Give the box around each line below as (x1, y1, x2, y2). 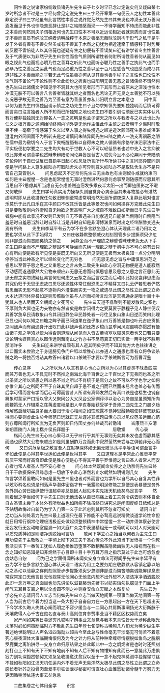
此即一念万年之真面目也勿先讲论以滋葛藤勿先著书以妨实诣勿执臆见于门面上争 (5, 580, 160, 586)
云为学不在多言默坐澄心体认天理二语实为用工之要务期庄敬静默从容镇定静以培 (5, 562, 160, 567)
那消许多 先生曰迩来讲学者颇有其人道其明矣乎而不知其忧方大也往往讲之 (5, 342, 157, 348)
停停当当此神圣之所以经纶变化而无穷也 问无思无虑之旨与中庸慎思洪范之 (5, 256, 157, 262)
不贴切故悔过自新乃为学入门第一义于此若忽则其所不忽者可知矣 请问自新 (5, 506, 157, 512)
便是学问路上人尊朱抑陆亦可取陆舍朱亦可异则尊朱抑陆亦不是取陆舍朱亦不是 (5, 164, 156, 170)
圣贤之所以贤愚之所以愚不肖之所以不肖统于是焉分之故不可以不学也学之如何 (9, 377, 160, 383)
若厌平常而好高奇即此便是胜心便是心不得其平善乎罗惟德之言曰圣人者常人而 (5, 457, 156, 463)
